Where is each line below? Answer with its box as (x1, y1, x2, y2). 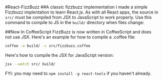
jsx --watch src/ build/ (5, 62, 56, 66)
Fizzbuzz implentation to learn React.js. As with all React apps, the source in (5, 9, 159, 15)
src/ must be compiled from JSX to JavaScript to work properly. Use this (5, 15, 152, 20)
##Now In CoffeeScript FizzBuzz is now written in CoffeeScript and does (5, 29, 152, 34)
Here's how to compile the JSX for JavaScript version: (5, 52, 114, 58)
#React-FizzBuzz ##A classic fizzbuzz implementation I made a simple (5, 4, 148, 10)
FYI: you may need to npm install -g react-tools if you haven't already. (5, 70, 152, 76)
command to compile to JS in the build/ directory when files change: (5, 19, 144, 25)
